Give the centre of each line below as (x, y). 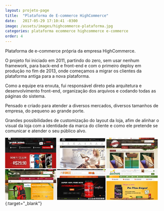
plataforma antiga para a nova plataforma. (48, 76)
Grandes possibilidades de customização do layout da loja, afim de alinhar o (82, 120)
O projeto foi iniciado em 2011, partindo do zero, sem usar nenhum (72, 60)
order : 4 (14, 36)
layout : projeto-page (27, 10)
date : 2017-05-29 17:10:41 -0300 (41, 21)
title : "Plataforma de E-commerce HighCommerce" (57, 15)
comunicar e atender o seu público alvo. (46, 131)
